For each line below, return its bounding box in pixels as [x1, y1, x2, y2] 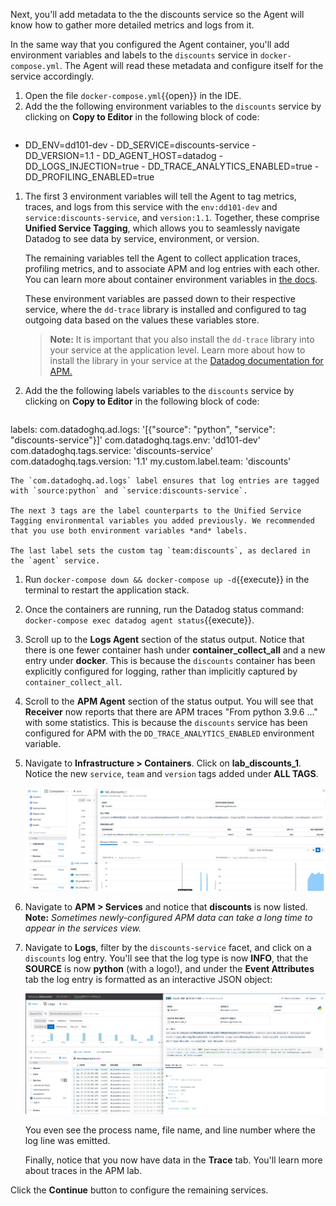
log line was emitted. [24, 1134, 111, 1146]
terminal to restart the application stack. [24, 584, 190, 596]
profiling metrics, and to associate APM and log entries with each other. [24, 263, 320, 274]
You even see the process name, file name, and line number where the [24, 1124, 316, 1136]
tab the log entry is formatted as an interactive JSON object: [24, 973, 273, 985]
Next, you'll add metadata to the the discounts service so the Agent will [10, 9, 305, 20]
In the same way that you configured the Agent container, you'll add [10, 39, 290, 50]
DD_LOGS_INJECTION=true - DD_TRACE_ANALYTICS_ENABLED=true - [24, 160, 320, 172]
